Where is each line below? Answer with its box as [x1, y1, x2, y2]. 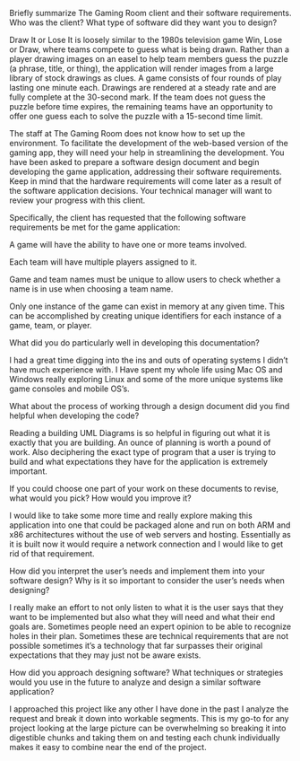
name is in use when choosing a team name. [9, 284, 174, 294]
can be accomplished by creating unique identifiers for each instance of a [9, 311, 282, 321]
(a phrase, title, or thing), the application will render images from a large [9, 63, 274, 74]
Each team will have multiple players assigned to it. [9, 257, 197, 267]
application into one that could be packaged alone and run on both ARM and [9, 520, 291, 530]
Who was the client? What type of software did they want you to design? [9, 17, 278, 28]
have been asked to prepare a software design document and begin [9, 157, 260, 167]
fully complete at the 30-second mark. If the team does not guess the [9, 92, 266, 102]
